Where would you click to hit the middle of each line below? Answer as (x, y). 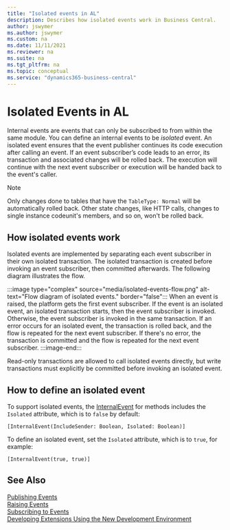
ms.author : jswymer (35, 33)
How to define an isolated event (76, 390)
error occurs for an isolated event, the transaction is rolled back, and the (110, 326)
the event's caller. (32, 174)
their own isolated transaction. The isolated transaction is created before (110, 262)
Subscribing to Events (38, 511)
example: (20, 446)
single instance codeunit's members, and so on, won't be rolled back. (105, 216)
